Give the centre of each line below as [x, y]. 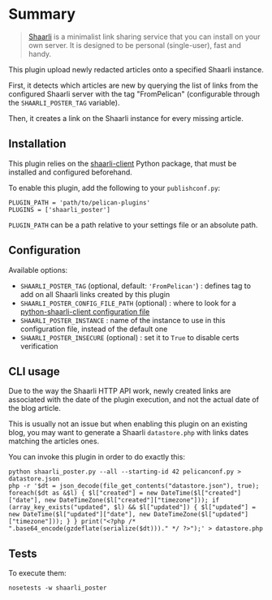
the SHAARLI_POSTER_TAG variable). [64, 102]
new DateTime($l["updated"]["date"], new [80, 515]
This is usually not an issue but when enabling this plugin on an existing [128, 424]
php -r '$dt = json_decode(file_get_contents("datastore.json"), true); [134, 486]
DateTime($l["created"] [201, 493]
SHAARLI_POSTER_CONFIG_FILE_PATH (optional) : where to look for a [128, 303]
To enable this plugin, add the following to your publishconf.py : [114, 188]
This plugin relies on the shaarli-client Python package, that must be [123, 163]
